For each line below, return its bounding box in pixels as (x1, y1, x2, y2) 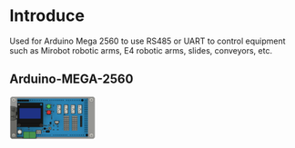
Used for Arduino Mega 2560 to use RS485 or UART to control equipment (9, 35, 286, 46)
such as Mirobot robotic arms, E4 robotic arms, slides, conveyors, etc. (9, 44, 273, 55)
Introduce (9, 5, 85, 26)
